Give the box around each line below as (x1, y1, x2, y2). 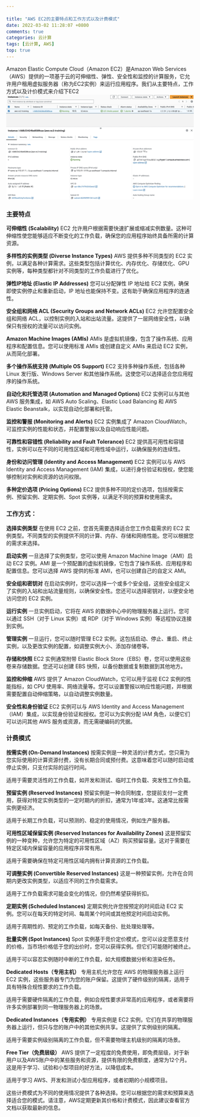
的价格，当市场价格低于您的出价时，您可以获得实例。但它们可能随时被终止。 (6, 943, 194, 950)
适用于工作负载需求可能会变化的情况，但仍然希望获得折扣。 (6, 890, 152, 897)
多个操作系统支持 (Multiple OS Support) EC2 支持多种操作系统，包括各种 (6, 363, 186, 370)
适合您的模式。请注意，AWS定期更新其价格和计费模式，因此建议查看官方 (11, 1096, 190, 1104)
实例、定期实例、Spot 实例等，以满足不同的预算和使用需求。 (26, 493, 176, 501)
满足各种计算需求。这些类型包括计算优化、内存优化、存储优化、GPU (21, 260, 189, 267)
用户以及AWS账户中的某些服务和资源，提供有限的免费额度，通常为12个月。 (6, 1056, 190, 1063)
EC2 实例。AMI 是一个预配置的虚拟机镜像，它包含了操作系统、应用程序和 (12, 559, 192, 567)
